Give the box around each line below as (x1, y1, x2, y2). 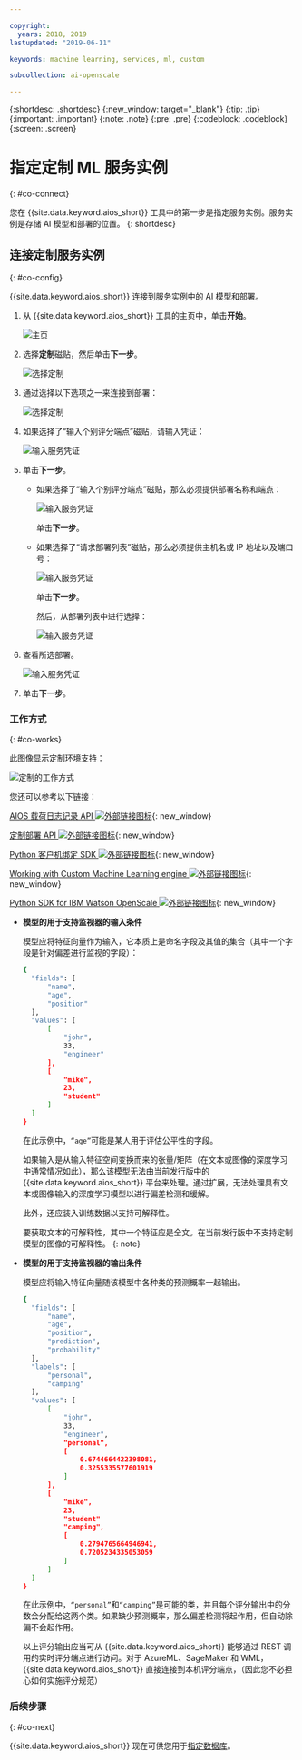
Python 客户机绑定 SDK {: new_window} (9, 850, 216, 860)
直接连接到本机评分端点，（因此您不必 (144, 1664, 285, 1675)
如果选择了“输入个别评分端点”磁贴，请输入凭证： (22, 426, 206, 437)
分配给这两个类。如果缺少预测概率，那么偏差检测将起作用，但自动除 (38, 1610, 293, 1621)
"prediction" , (46, 1337, 101, 1346)
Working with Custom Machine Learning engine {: (9, 869, 252, 880)
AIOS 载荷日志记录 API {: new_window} (9, 811, 212, 821)
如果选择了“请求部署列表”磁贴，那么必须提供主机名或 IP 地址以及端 (35, 541, 286, 552)
